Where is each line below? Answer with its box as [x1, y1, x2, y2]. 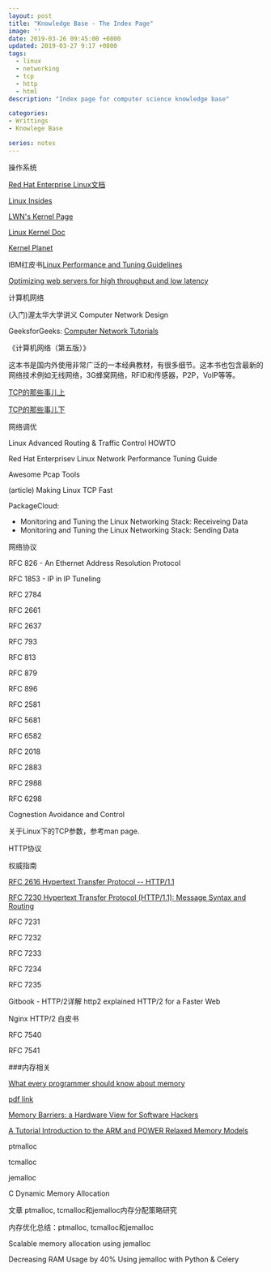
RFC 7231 [8, 917, 40, 927]
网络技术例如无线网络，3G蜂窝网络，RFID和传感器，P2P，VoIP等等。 [8, 370, 240, 379]
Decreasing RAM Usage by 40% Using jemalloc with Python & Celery [8, 1254, 239, 1264]
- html [15, 87, 38, 96]
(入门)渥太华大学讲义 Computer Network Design [8, 310, 168, 319]
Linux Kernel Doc [8, 227, 66, 237]
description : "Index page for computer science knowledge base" [8, 95, 230, 103]
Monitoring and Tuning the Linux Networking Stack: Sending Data [19, 525, 239, 535]
